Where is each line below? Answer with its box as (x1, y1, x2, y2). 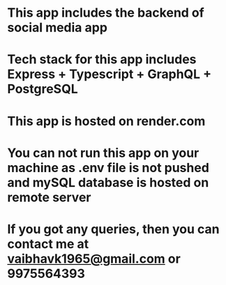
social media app (7, 20, 108, 36)
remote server (7, 190, 91, 205)
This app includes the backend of (7, 5, 204, 21)
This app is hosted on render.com (7, 113, 206, 129)
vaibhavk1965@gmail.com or (7, 251, 181, 266)
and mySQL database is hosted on (7, 174, 209, 190)
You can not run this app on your (7, 145, 199, 161)
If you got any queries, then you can (7, 221, 220, 237)
